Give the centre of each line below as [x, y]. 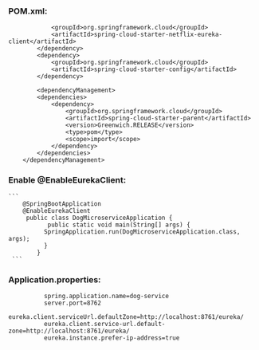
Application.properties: [55, 279]
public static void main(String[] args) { [119, 225]
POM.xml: [28, 11]
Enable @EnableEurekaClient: [67, 180]
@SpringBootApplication [62, 204]
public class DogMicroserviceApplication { [99, 218]
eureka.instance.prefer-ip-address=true [112, 338]
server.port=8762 [73, 303]
